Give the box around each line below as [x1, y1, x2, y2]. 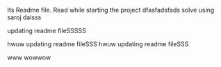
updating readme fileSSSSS [7, 27, 87, 35]
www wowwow [7, 53, 51, 61]
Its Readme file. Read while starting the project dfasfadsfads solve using [7, 6, 215, 14]
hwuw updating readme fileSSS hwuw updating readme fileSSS [7, 40, 189, 48]
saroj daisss [7, 13, 42, 21]
